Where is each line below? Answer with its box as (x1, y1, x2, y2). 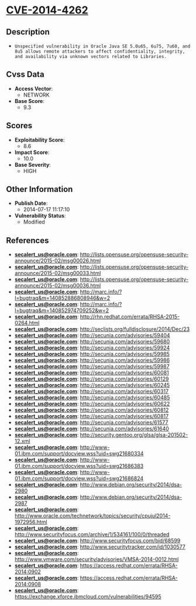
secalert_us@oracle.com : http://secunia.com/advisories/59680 (14, 338, 170, 345)
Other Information (6, 184, 73, 194)
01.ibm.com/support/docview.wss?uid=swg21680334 (14, 450, 144, 457)
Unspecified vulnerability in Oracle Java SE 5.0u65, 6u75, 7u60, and (14, 43, 191, 49)
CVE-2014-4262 (6, 4, 89, 17)
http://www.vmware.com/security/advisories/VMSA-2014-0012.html (14, 556, 179, 563)
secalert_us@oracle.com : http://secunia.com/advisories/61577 (14, 419, 169, 426)
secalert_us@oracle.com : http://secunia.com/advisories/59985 (14, 351, 170, 358)
